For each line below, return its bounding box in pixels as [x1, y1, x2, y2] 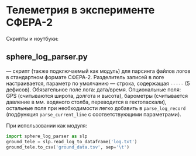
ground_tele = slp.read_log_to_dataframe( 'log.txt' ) [6, 139, 137, 144]
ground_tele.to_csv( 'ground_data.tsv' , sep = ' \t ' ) [6, 144, 130, 150]
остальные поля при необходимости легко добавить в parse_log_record [6, 104, 186, 111]
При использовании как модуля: [6, 122, 88, 129]
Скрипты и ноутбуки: [6, 35, 59, 42]
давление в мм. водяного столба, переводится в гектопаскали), [6, 98, 167, 105]
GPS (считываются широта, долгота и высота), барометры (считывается [6, 92, 188, 99]
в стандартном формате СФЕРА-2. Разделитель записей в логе [6, 73, 164, 80]
